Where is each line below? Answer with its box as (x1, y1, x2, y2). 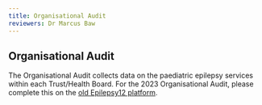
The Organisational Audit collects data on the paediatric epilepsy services (8, 70, 254, 81)
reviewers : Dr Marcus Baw (8, 19, 95, 27)
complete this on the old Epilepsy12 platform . (8, 88, 158, 98)
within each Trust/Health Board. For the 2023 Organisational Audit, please (8, 79, 254, 89)
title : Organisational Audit (8, 11, 106, 20)
